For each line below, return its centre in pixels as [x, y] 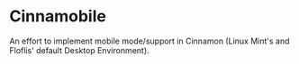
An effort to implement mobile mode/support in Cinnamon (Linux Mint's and [149, 41]
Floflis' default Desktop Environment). [80, 50]
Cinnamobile [58, 16]
